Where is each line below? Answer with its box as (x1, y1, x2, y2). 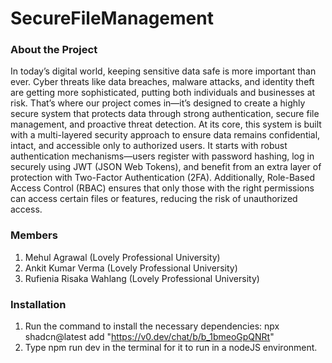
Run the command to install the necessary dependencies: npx (24, 320, 280, 332)
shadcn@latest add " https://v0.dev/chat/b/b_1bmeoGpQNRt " (24, 331, 275, 343)
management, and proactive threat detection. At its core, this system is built (10, 118, 322, 131)
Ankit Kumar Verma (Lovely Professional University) (24, 262, 238, 274)
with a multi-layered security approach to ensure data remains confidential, (10, 129, 321, 141)
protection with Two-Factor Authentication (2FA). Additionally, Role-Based (10, 172, 316, 184)
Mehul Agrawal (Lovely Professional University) (24, 251, 221, 263)
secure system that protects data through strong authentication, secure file (10, 108, 320, 120)
